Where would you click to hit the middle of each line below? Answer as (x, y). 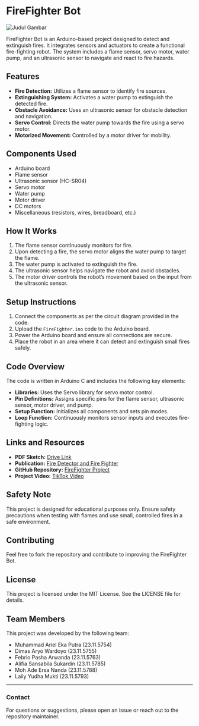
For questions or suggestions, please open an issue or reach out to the (92, 710)
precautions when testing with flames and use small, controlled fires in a (94, 515)
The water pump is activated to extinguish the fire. (76, 264)
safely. (23, 348)
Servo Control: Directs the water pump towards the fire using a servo (99, 122)
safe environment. (28, 521)
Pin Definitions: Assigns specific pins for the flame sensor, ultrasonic (99, 399)
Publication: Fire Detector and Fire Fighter (66, 463)
